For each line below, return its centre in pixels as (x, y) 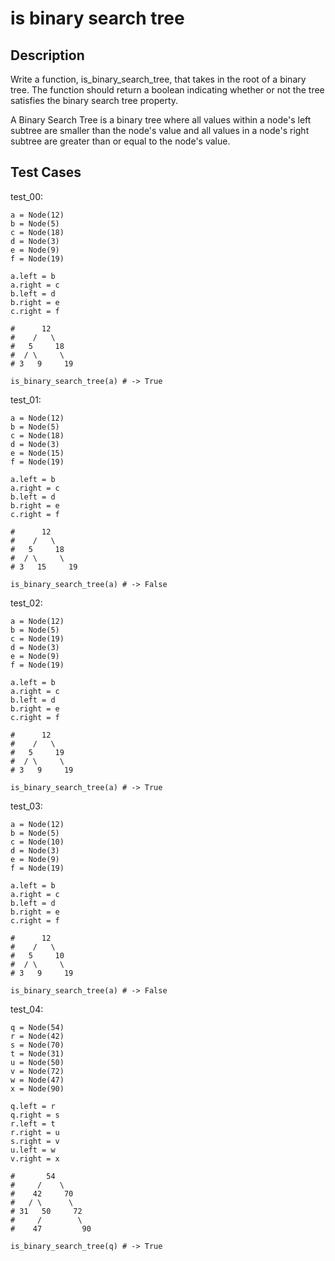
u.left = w (33, 1150)
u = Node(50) (37, 1062)
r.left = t (33, 1123)
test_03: (26, 806)
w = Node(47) (37, 1080)
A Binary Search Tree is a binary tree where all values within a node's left (161, 120)
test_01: (26, 399)
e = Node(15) (37, 453)
